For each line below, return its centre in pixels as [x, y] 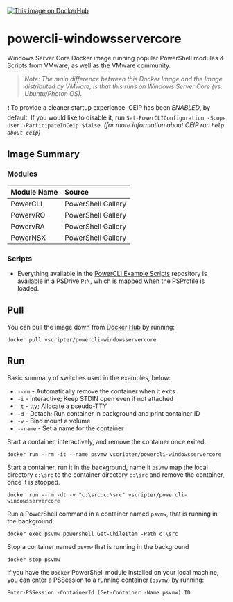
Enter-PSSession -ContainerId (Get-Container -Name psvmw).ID [99, 592]
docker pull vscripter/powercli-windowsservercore [82, 340]
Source [77, 192]
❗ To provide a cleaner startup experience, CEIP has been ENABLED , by [109, 107]
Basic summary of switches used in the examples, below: [89, 377]
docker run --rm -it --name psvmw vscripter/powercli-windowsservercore [114, 454]
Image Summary [43, 154]
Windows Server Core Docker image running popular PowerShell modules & [115, 58]
